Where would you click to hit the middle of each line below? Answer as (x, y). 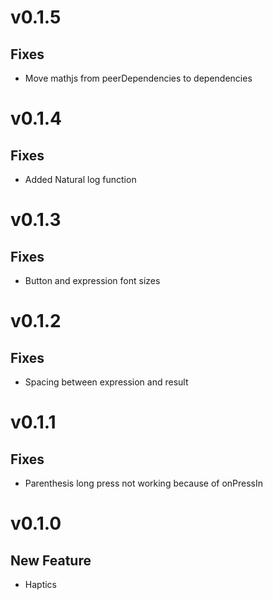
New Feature (51, 560)
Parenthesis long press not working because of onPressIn (144, 483)
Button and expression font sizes (92, 280)
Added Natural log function (80, 179)
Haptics (40, 584)
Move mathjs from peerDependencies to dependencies (138, 78)
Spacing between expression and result (106, 382)
